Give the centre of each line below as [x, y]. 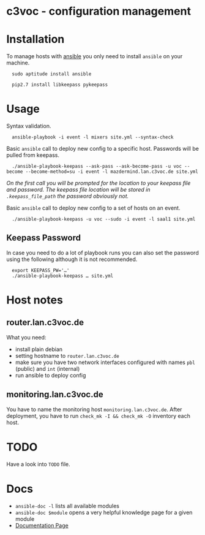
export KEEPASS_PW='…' [41, 270]
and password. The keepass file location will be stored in [78, 190]
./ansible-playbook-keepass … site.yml [63, 276]
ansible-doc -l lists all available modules [67, 506]
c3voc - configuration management [99, 11]
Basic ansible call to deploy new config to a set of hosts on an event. [93, 208]
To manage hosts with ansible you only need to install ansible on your [95, 56]
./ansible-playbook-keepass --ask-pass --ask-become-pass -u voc [97, 167]
